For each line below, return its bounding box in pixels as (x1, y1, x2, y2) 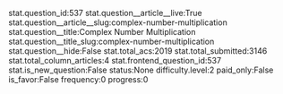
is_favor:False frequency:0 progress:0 (8, 74, 149, 84)
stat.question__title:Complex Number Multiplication (8, 27, 196, 37)
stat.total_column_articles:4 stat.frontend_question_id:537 (8, 56, 221, 65)
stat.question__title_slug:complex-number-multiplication (8, 36, 215, 47)
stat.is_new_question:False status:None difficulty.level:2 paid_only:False (8, 64, 274, 75)
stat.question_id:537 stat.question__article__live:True (8, 8, 202, 18)
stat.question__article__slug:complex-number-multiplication (8, 17, 227, 28)
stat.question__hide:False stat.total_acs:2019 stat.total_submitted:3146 (8, 46, 268, 56)
